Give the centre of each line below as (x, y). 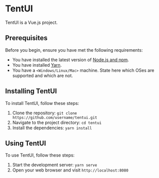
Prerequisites (26, 38)
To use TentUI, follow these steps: (40, 155)
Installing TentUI (31, 91)
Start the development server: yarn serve (55, 165)
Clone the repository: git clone (44, 113)
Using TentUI (26, 143)
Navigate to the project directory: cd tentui (57, 122)
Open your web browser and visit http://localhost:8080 (70, 170)
